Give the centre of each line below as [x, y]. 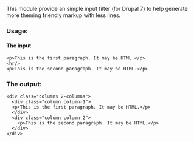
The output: [24, 84]
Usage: [17, 31]
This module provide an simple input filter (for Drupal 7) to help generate [97, 9]
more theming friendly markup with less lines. [64, 15]
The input [19, 46]
